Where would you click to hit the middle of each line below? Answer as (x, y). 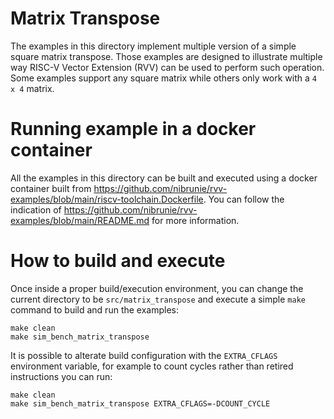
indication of (36, 209)
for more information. (195, 220)
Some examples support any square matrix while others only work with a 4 (163, 78)
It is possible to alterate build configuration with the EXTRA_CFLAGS (144, 355)
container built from (51, 188)
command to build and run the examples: (95, 309)
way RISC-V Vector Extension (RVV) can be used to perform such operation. (167, 67)
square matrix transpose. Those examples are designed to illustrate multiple (166, 56)
